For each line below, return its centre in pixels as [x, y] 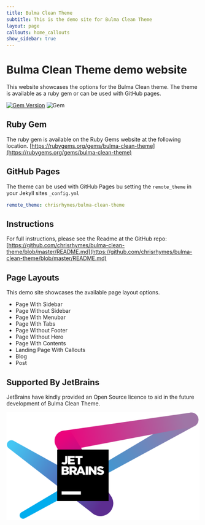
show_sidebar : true [31, 39]
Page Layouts [33, 278]
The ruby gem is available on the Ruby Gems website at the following [94, 139]
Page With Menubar [41, 317]
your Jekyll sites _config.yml [43, 193]
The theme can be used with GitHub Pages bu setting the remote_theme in [99, 186]
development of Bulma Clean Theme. [53, 404]
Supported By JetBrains [53, 382]
